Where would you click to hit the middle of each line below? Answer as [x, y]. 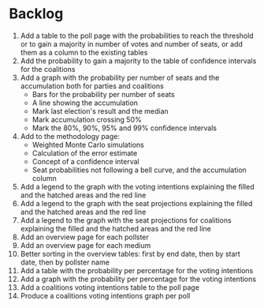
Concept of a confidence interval [86, 161]
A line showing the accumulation [85, 103]
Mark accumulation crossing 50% [87, 119]
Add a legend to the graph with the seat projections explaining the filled [136, 203]
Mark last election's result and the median [100, 111]
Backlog [36, 14]
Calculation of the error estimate [85, 153]
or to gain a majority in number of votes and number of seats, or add [132, 43]
